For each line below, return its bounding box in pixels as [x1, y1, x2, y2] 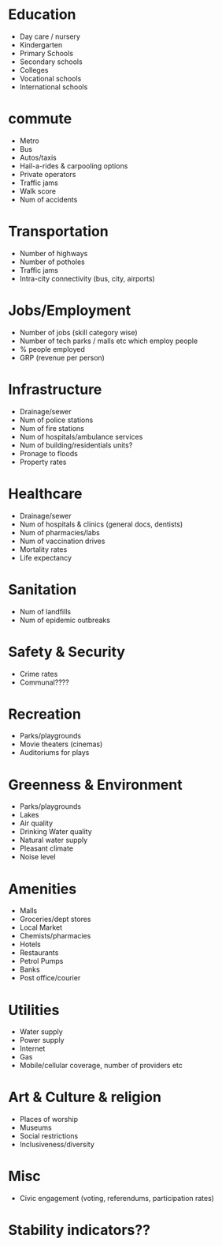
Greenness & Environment [8, 776, 183, 794]
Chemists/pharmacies [19, 931, 91, 941]
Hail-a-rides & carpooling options [19, 160, 128, 171]
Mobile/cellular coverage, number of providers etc [19, 1061, 183, 1070]
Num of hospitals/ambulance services [19, 432, 143, 441]
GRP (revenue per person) [19, 353, 105, 362]
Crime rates [19, 669, 58, 678]
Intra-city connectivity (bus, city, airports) [19, 274, 155, 283]
